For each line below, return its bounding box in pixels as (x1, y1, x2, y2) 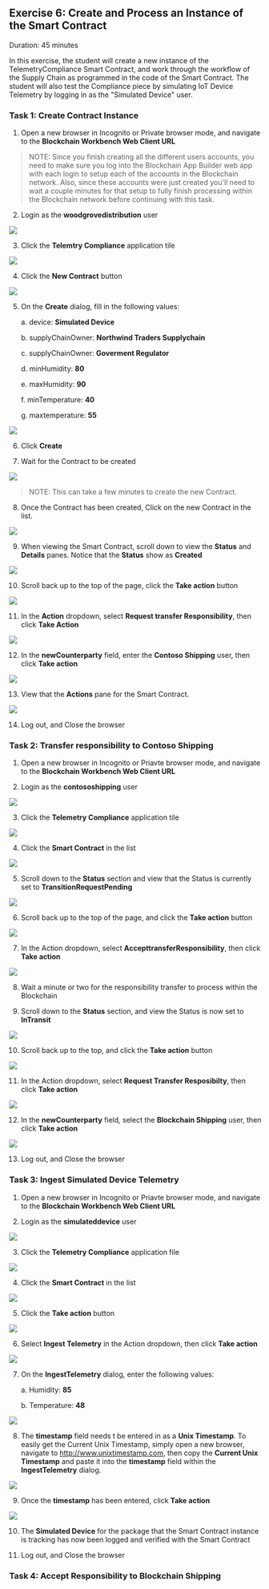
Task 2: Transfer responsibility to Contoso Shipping (9, 740, 214, 752)
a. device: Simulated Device (20, 317, 115, 327)
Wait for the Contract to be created (20, 457, 136, 466)
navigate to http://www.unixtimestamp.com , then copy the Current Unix (20, 1448, 259, 1458)
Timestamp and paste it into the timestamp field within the (20, 1456, 216, 1466)
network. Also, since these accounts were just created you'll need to (28, 178, 255, 188)
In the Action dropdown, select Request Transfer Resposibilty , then (20, 1076, 247, 1086)
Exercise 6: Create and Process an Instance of (9, 6, 243, 20)
